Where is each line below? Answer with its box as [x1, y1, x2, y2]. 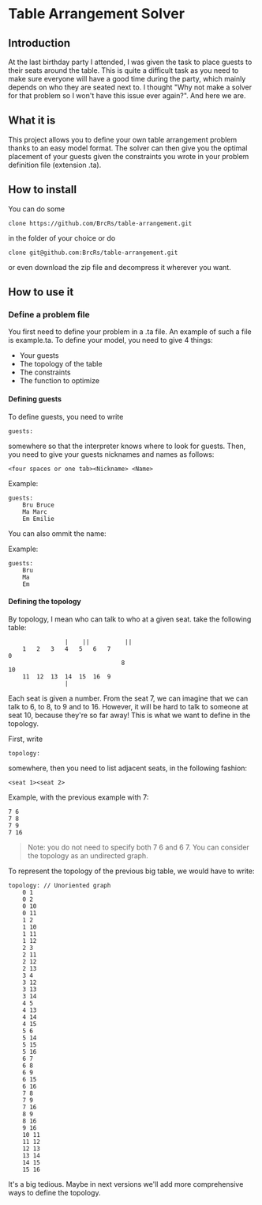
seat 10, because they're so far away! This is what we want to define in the [8, 710, 251, 720]
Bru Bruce [22, 500, 55, 509]
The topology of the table [19, 359, 103, 369]
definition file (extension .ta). [8, 160, 102, 169]
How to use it [8, 286, 74, 299]
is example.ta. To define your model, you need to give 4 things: [8, 336, 213, 345]
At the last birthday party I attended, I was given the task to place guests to [8, 57, 253, 67]
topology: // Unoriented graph [8, 881, 111, 889]
